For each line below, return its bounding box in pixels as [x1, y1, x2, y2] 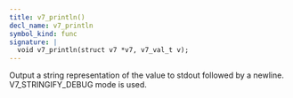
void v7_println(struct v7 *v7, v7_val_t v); [17, 46, 190, 55]
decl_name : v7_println [9, 21, 94, 30]
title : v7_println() [9, 12, 86, 22]
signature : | [9, 37, 58, 47]
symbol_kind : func [9, 29, 77, 38]
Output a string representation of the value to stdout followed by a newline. [9, 70, 285, 80]
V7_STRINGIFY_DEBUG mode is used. [9, 79, 147, 90]
